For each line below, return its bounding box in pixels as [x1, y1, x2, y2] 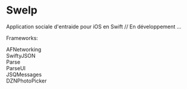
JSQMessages [6, 71, 42, 78]
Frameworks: [6, 34, 39, 41]
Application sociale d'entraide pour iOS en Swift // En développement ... [6, 23, 182, 30]
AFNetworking [6, 45, 42, 53]
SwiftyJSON [6, 52, 36, 59]
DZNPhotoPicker [6, 77, 47, 84]
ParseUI [6, 64, 26, 71]
